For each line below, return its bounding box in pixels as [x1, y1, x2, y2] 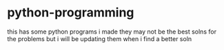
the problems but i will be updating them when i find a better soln [7, 34, 192, 42]
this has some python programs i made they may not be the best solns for [7, 27, 217, 36]
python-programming [7, 5, 134, 21]
